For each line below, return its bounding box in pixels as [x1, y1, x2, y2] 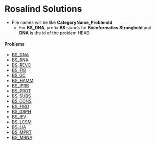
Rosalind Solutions [4, 3, 82, 15]
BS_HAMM [11, 78, 34, 84]
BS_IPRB [11, 83, 29, 89]
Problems [4, 41, 25, 47]
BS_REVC [11, 62, 31, 68]
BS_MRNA [11, 135, 33, 141]
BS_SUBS [11, 93, 31, 99]
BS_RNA [11, 57, 29, 63]
